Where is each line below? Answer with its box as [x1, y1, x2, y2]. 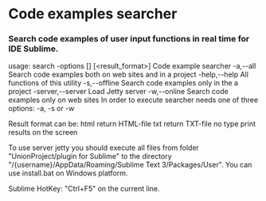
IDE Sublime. [8, 43, 59, 54]
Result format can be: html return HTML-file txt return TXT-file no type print [8, 119, 256, 128]
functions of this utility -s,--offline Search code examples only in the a [8, 78, 239, 88]
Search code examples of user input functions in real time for [8, 33, 249, 45]
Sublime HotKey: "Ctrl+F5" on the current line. [8, 184, 161, 194]
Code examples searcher [8, 5, 178, 23]
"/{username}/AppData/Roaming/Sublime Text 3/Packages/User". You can [8, 160, 252, 170]
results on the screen [8, 128, 78, 137]
